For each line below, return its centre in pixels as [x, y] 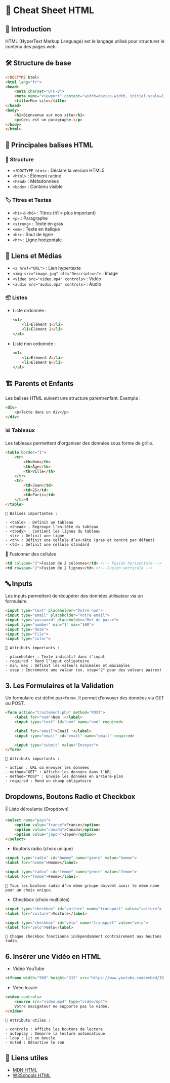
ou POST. [15, 703]
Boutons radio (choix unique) [43, 849]
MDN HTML [25, 1070]
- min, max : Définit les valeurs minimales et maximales [68, 666]
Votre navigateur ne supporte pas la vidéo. [62, 1006]
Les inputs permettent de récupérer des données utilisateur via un [74, 596]
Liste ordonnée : [30, 311]
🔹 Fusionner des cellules [31, 554]
